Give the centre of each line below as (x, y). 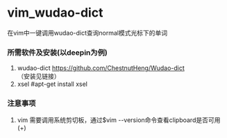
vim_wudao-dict (55, 13)
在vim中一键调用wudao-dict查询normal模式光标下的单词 (87, 33)
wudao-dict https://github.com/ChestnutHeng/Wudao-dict (101, 68)
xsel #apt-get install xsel (52, 84)
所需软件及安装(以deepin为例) (57, 52)
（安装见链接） (39, 76)
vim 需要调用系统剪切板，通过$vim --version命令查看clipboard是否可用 (119, 120)
